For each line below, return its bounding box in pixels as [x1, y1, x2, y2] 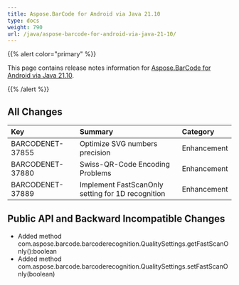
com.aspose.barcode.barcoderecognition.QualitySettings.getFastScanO [17, 239, 229, 248]
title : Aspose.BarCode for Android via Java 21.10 [7, 10, 161, 18]
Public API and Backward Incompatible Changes [7, 213, 225, 225]
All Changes [7, 105, 63, 118]
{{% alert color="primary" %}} [7, 50, 97, 58]
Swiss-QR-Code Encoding [79, 160, 171, 170]
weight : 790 [7, 24, 43, 31]
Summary [79, 127, 114, 137]
